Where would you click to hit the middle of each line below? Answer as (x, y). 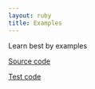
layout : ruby (30, 15)
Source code (29, 61)
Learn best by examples (48, 45)
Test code (25, 76)
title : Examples (35, 23)
